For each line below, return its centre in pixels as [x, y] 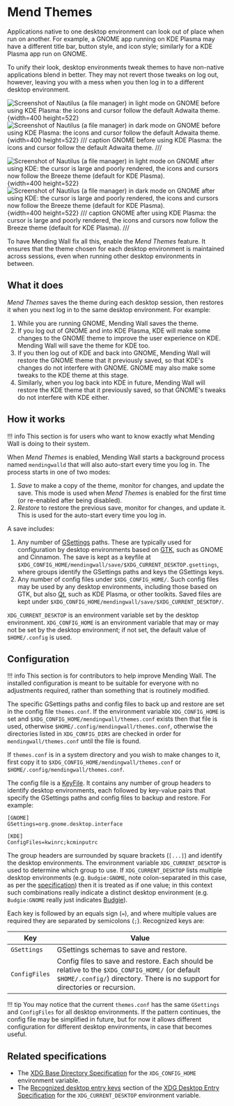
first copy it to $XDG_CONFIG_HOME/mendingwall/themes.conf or [94, 762]
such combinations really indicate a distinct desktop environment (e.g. [108, 892]
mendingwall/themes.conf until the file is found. [74, 741]
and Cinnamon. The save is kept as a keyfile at [84, 557]
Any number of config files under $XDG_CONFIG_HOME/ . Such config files [118, 579]
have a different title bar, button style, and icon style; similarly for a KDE [110, 46]
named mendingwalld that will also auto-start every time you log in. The [109, 464]
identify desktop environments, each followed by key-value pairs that [106, 791]
